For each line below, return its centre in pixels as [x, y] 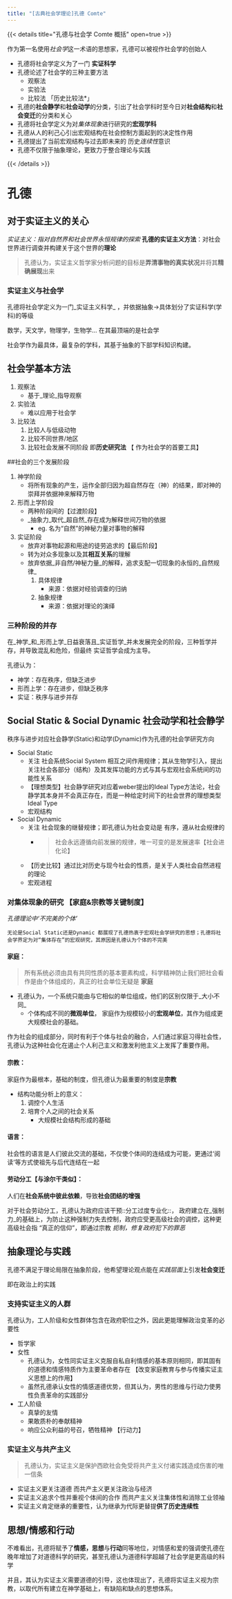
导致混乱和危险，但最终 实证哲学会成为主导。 [89, 650]
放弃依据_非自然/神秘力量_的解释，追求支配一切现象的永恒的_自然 [120, 563]
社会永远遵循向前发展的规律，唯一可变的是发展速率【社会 [137, 842]
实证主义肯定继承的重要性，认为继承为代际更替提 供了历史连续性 [108, 1506]
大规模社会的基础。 [55, 1022]
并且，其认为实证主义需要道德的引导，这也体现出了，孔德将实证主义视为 [110, 1580]
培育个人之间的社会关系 [61, 1111]
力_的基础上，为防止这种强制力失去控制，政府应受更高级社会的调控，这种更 [115, 1219]
